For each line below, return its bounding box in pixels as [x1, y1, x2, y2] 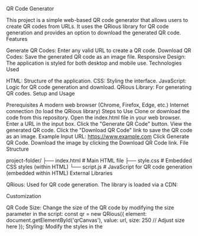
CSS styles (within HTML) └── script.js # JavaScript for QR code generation [6, 163, 193, 170]
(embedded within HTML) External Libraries [6, 170, 113, 177]
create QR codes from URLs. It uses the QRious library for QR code [6, 23, 170, 30]
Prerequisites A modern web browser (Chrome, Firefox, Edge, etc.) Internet [6, 101, 189, 109]
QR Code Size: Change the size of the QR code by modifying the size [6, 204, 174, 211]
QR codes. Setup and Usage [6, 90, 75, 97]
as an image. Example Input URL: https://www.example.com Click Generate [6, 133, 190, 140]
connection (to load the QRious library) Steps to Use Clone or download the [6, 108, 190, 114]
